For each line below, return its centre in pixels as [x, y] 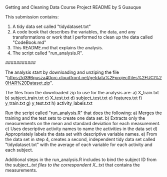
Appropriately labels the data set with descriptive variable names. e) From [81, 134]
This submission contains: [32, 17]
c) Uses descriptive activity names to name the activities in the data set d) [81, 129]
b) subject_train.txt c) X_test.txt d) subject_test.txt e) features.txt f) [74, 98]
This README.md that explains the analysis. [58, 48]
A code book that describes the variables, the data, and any [74, 32]
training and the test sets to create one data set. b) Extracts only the [75, 118]
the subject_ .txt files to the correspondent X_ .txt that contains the [72, 165]
